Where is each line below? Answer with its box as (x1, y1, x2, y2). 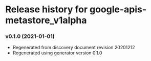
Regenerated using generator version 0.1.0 (12, 50, 102, 56)
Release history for (5, 4, 88, 15)
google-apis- (89, 4, 147, 15)
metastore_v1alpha (5, 14, 87, 26)
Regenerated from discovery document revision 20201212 (12, 45, 135, 51)
